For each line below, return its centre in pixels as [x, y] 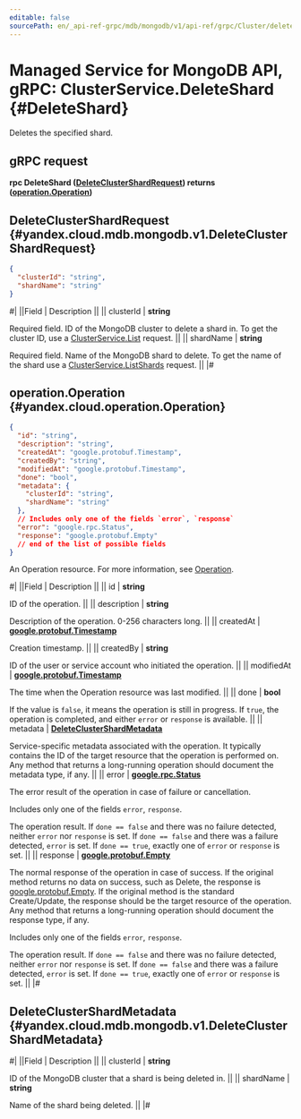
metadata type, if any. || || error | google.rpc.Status [105, 774]
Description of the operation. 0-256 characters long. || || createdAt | [135, 621]
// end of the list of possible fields [92, 544]
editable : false [39, 17]
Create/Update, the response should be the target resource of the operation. [150, 901]
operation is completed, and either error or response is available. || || [136, 719]
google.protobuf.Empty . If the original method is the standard [122, 892]
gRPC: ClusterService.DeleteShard [142, 89]
